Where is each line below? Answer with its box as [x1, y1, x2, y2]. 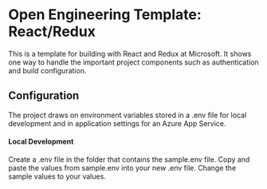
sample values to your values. [8, 171, 106, 181]
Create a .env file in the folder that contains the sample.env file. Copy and [8, 154, 250, 164]
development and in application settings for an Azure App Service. [8, 118, 226, 128]
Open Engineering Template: [8, 6, 202, 24]
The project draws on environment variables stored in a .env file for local [8, 110, 247, 120]
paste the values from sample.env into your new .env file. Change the [8, 163, 237, 172]
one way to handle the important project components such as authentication [8, 57, 259, 67]
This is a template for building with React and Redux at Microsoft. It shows [8, 49, 252, 58]
